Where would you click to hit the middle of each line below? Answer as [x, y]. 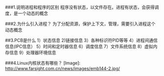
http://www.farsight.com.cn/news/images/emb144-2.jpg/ [63, 68]
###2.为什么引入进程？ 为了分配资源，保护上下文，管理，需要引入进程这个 [80, 24]
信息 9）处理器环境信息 [33, 52]
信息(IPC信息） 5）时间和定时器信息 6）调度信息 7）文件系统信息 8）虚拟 [79, 46]
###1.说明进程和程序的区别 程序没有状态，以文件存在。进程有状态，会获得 [80, 7]
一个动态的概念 [33, 13]
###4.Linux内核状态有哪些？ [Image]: [43, 63]
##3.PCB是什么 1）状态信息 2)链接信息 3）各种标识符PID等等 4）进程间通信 [82, 40]
